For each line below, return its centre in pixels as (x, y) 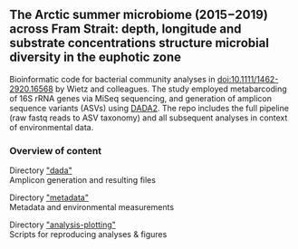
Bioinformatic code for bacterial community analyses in (112, 79)
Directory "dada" (41, 170)
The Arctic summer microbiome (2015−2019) (139, 15)
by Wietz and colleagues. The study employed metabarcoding (171, 89)
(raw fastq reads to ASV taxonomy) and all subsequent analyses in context (149, 118)
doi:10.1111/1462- (248, 79)
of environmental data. (52, 127)
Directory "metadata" (49, 197)
